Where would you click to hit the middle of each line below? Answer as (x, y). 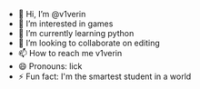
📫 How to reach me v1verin (70, 53)
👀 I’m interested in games (65, 24)
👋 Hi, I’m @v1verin (52, 14)
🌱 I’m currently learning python (76, 33)
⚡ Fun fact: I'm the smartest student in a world (105, 76)
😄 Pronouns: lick (50, 66)
